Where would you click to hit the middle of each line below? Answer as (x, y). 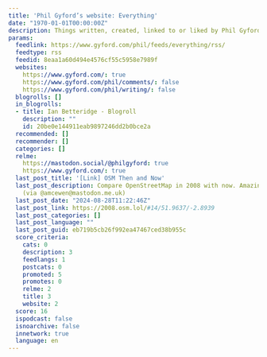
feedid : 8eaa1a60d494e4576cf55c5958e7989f (87, 60)
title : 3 (37, 297)
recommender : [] (42, 141)
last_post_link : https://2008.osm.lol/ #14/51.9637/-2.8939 (115, 208)
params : (21, 38)
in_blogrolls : (39, 104)
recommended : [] (42, 134)
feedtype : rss (39, 52)
